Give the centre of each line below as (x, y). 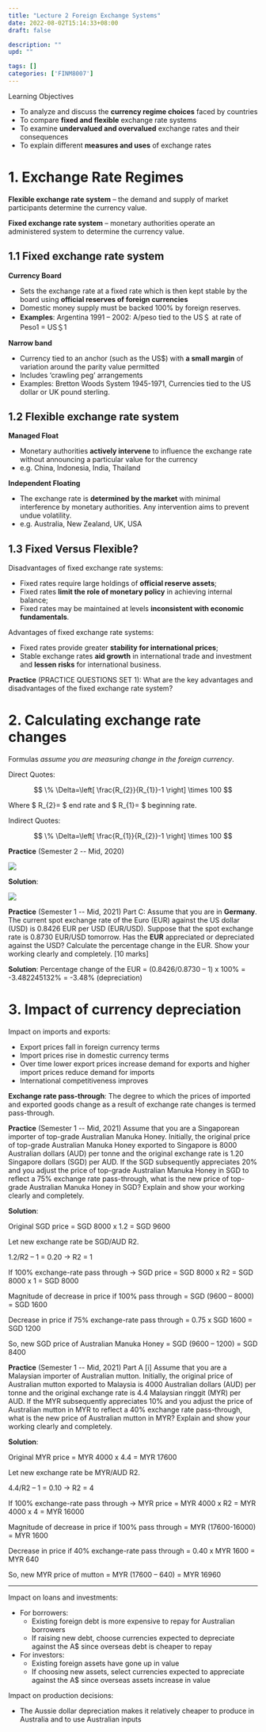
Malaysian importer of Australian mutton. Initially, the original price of (121, 1376)
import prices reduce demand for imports (87, 1072)
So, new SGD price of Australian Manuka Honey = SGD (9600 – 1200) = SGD (133, 1344)
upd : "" (21, 52)
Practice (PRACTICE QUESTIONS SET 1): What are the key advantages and (131, 680)
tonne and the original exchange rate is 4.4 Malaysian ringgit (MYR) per (125, 1393)
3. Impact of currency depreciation (125, 1009)
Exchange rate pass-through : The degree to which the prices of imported (129, 1096)
